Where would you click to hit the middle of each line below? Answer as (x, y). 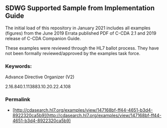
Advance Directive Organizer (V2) (40, 77)
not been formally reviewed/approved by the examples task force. (73, 53)
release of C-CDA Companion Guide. (43, 38)
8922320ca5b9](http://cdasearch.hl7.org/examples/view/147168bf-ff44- (87, 116)
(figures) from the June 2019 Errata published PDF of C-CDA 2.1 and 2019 (81, 33)
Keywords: (19, 66)
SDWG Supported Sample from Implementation (80, 8)
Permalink (18, 100)
